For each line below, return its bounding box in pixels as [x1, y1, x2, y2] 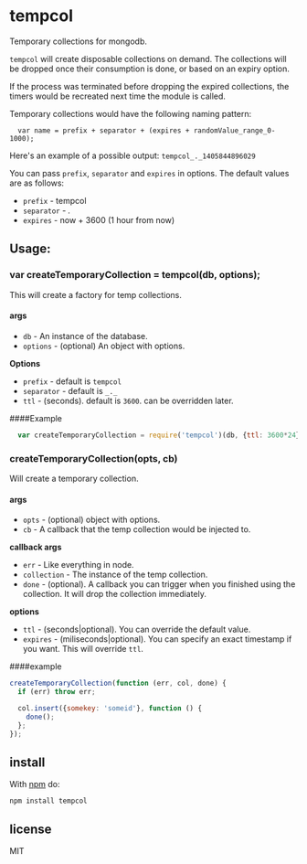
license [9, 821, 52, 837]
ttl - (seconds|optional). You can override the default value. [22, 624, 251, 635]
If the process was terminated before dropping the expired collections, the [9, 80, 290, 91]
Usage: [9, 241, 52, 257]
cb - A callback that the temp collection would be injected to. [22, 524, 251, 535]
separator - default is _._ [22, 385, 118, 396]
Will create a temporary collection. [9, 473, 139, 484]
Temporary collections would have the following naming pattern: [9, 108, 252, 119]
